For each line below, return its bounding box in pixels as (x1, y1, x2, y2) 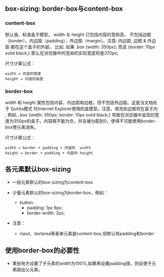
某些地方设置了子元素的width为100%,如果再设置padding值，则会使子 (12, 260, 152, 266)
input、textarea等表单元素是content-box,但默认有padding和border (19, 230, 155, 236)
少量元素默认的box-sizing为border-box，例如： (12, 189, 109, 195)
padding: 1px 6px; (27, 205, 63, 211)
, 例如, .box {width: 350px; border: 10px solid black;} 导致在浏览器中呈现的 (5, 112, 155, 118)
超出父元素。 (16, 266, 43, 272)
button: (19, 199, 34, 205)
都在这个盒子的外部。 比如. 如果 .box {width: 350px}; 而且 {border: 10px (10, 44, 156, 50)
